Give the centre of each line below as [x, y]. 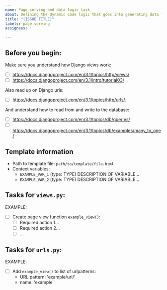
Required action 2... [40, 228]
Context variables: [31, 169]
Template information [39, 152]
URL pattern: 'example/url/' [47, 277]
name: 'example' [37, 282]
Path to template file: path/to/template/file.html [63, 164]
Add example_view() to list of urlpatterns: [54, 271]
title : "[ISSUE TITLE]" [30, 19]
